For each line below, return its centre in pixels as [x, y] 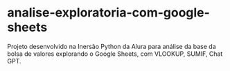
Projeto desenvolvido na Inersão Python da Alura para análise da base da [112, 46]
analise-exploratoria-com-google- [108, 13]
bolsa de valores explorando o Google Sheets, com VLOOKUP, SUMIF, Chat [115, 54]
